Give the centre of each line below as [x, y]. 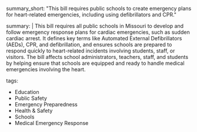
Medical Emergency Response [51, 123]
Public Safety [31, 98]
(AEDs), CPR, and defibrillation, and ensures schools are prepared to [89, 44]
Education [27, 92]
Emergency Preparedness [46, 104]
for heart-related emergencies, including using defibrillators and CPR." [91, 15]
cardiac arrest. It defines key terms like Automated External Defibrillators [94, 38]
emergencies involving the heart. [46, 69]
